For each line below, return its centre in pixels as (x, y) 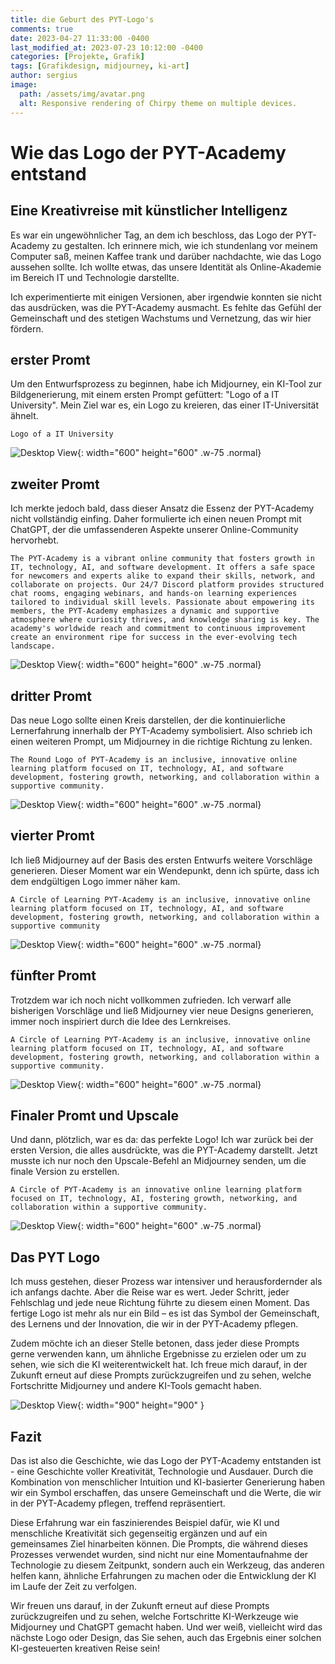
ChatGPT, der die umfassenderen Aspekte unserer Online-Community (154, 530)
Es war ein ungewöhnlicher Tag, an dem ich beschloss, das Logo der (152, 235)
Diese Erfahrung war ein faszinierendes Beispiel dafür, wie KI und (145, 1522)
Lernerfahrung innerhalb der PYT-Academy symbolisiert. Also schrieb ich (161, 730)
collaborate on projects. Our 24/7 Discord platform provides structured (167, 585)
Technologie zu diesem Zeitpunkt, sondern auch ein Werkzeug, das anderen (167, 1565)
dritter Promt (51, 696)
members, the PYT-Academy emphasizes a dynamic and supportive (145, 611)
